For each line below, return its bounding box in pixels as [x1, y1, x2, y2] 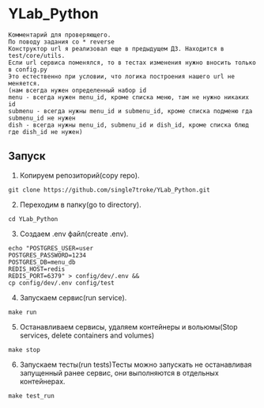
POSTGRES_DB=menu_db [8, 258, 77, 266]
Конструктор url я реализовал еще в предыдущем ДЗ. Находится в [8, 44, 224, 52]
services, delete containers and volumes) [19, 330, 155, 340]
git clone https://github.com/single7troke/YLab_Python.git [8, 185, 211, 194]
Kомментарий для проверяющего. [8, 31, 111, 39]
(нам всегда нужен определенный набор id [8, 86, 147, 94]
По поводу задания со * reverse [8, 37, 115, 46]
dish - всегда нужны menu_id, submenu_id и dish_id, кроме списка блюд [8, 120, 249, 129]
